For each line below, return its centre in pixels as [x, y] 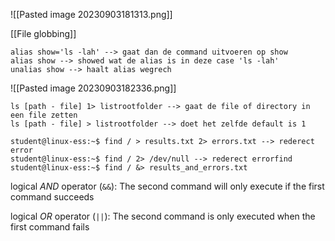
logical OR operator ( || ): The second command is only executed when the [163, 216]
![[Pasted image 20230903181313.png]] [91, 14]
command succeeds [52, 197]
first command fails [50, 227]
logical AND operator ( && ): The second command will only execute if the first [167, 186]
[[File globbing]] [43, 33]
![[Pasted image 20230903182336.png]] [93, 88]
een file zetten [44, 115]
